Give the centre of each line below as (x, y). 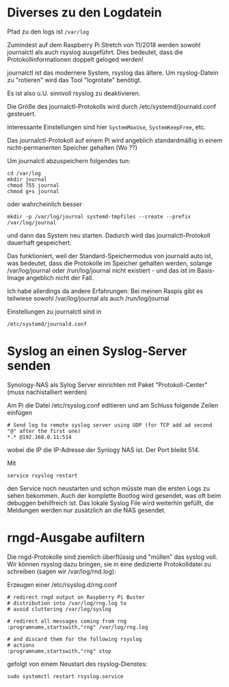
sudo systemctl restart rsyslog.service (66, 676)
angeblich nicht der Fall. (60, 277)
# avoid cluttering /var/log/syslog (59, 609)
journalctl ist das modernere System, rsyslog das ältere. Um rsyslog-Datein (113, 73)
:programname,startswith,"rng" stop (59, 651)
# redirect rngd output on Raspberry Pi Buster (76, 597)
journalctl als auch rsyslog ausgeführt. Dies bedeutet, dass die (95, 52)
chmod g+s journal (33, 191)
